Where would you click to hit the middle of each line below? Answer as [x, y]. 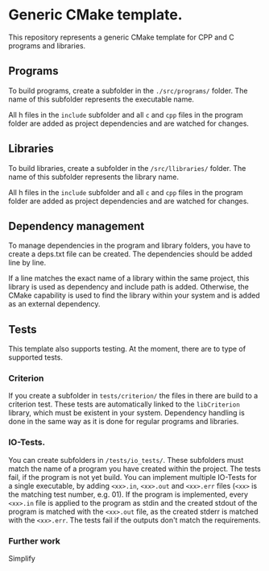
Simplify [22, 559]
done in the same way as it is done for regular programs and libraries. [124, 422]
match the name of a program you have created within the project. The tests [135, 469]
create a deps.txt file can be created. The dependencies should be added [130, 254]
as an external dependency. [54, 304]
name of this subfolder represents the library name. [94, 177]
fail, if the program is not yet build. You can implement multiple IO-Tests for [133, 477]
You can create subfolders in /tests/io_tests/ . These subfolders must [126, 460]
